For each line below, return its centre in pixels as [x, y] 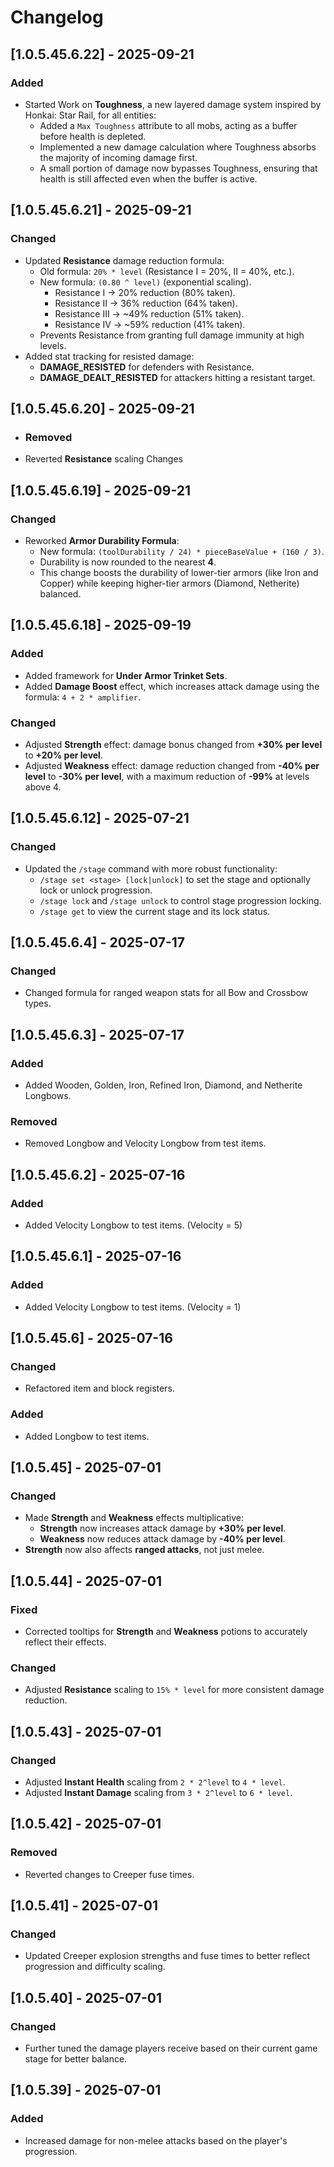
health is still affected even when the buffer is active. [148, 178]
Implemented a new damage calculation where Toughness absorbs [178, 147]
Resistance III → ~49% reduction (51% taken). [149, 313]
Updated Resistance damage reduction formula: [124, 260]
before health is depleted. [93, 136]
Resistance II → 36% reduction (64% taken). [146, 303]
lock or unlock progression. [96, 890]
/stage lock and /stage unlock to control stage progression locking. [180, 900]
